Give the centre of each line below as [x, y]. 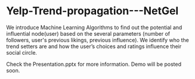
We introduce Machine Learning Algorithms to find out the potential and [94, 27]
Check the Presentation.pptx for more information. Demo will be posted [94, 64]
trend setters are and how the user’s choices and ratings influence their [94, 46]
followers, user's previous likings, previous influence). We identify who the [97, 40]
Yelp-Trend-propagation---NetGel [92, 11]
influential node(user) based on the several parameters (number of [88, 33]
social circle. [22, 52]
